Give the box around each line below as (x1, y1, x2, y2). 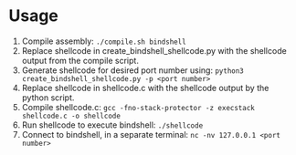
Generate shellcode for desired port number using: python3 (21, 65, 244, 76)
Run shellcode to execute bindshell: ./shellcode (21, 119, 204, 130)
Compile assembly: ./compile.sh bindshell (21, 36, 186, 46)
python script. (21, 92, 75, 103)
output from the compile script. (21, 55, 139, 66)
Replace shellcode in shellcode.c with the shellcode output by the (21, 82, 270, 93)
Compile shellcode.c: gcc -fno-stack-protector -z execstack (21, 101, 255, 112)
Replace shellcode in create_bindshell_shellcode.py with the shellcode (21, 45, 287, 56)
